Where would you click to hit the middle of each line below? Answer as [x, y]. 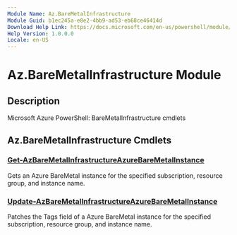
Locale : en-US [28, 40]
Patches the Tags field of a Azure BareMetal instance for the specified [109, 217]
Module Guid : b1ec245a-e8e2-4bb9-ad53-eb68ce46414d [85, 20]
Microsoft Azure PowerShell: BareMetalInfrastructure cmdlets [97, 118]
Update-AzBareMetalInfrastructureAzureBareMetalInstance [113, 201]
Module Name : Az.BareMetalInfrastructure [69, 14]
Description [34, 101]
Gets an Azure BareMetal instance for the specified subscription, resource [115, 175]
